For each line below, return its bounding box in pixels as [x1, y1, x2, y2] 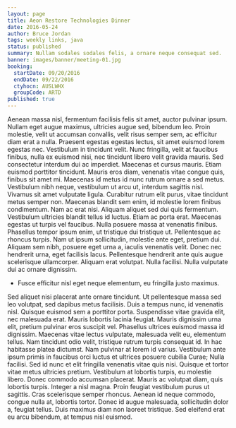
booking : [7, 63, 33, 70]
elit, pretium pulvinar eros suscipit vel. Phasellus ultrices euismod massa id [7, 323, 225, 331]
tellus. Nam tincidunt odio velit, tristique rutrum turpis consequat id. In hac [7, 338, 223, 346]
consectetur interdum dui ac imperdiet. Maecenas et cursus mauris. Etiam [7, 160, 222, 168]
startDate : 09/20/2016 [13, 69, 80, 76]
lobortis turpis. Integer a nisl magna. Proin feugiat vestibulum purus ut [7, 383, 210, 391]
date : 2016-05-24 [7, 23, 58, 30]
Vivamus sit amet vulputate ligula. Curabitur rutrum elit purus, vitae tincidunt [7, 190, 228, 198]
